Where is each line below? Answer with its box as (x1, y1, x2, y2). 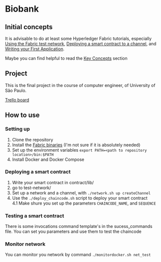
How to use (5, 111, 40, 120)
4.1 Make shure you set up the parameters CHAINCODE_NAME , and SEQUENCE (12, 200, 156, 206)
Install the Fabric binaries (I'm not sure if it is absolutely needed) (12, 142, 141, 148)
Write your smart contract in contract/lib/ (12, 179, 94, 185)
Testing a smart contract (5, 212, 64, 219)
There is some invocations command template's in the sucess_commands (5, 224, 153, 229)
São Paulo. (5, 87, 27, 93)
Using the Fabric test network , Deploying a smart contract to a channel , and (5, 41, 157, 47)
